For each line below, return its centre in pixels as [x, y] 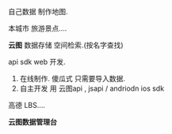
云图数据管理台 [32, 122]
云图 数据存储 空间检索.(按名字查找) [66, 45]
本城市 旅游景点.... [38, 28]
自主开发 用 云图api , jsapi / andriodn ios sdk [92, 88]
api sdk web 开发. [37, 62]
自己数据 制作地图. [38, 11]
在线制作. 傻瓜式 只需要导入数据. [72, 78]
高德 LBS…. [27, 105]
